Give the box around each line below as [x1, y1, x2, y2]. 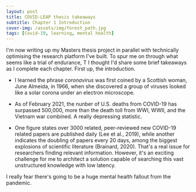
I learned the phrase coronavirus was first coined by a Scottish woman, [14, 77, 188, 84]
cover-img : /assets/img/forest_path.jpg [6, 25, 107, 31]
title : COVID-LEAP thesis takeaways [6, 14, 96, 20]
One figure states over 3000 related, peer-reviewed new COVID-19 [14, 124, 177, 132]
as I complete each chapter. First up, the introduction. [6, 65, 136, 72]
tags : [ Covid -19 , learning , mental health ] [6, 31, 114, 36]
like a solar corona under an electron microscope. [14, 89, 135, 96]
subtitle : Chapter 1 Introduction [6, 19, 91, 25]
